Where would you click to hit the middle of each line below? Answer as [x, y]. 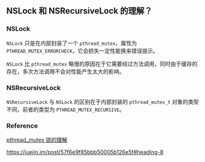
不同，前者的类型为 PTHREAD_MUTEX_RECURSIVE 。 [66, 109]
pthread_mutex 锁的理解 [37, 140]
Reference [22, 126]
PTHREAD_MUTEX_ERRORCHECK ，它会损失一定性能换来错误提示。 [82, 50]
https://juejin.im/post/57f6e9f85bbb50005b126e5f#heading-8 [85, 152]
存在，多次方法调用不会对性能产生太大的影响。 [65, 71]
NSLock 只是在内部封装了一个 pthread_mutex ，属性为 [72, 43]
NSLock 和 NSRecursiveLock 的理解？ [79, 11]
